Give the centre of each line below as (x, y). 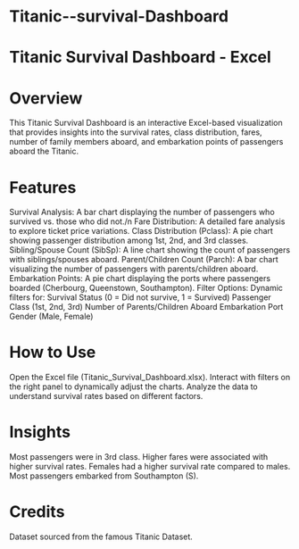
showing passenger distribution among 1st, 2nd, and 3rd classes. (129, 241)
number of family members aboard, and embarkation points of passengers (146, 142)
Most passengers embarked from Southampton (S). (104, 476)
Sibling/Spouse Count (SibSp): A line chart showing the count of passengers (150, 250)
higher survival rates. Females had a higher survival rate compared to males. (150, 467)
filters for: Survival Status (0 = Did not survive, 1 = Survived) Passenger (141, 297)
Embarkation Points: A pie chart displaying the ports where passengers (140, 279)
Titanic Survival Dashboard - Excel (141, 58)
